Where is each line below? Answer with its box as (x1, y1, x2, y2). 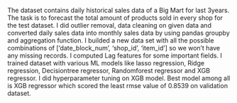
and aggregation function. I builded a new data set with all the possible (7, 36, 214, 45)
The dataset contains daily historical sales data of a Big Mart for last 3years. (7, 6, 230, 14)
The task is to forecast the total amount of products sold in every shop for (7, 13, 224, 22)
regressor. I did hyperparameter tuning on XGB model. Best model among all (7, 74, 231, 82)
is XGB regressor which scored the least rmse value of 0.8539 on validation (7, 82, 228, 90)
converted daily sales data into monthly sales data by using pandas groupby (7, 28, 231, 37)
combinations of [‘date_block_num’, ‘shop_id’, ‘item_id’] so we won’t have (7, 44, 221, 52)
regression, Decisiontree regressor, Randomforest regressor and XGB (7, 67, 211, 75)
